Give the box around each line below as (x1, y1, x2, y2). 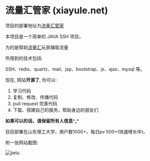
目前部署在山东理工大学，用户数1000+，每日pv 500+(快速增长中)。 (5, 128, 148, 134)
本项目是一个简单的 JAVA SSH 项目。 (5, 33, 84, 39)
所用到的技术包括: (5, 55, 43, 61)
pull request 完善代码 (12, 100, 58, 106)
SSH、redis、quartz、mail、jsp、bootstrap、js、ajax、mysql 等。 (5, 66, 145, 72)
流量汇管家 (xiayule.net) (5, 5, 108, 16)
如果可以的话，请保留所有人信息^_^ (5, 118, 79, 124)
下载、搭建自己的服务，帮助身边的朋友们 (12, 107, 99, 113)
